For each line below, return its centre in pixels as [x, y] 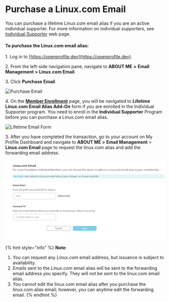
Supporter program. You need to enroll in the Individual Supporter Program [84, 112]
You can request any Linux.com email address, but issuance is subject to [88, 258]
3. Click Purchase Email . [31, 82]
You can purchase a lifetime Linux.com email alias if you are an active [77, 23]
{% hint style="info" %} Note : [36, 248]
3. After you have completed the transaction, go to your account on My [79, 137]
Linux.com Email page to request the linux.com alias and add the [73, 148]
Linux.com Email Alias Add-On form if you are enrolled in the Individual [80, 106]
